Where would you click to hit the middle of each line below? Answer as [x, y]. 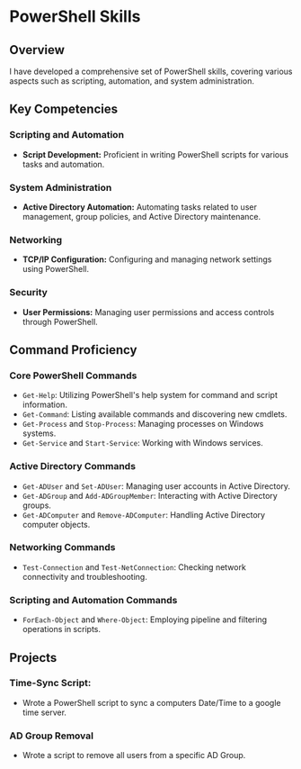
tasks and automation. [63, 164]
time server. [44, 712]
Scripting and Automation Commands [93, 600]
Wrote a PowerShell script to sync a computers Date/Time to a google [151, 702]
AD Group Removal [52, 736]
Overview [37, 50]
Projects [33, 658]
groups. [37, 505]
